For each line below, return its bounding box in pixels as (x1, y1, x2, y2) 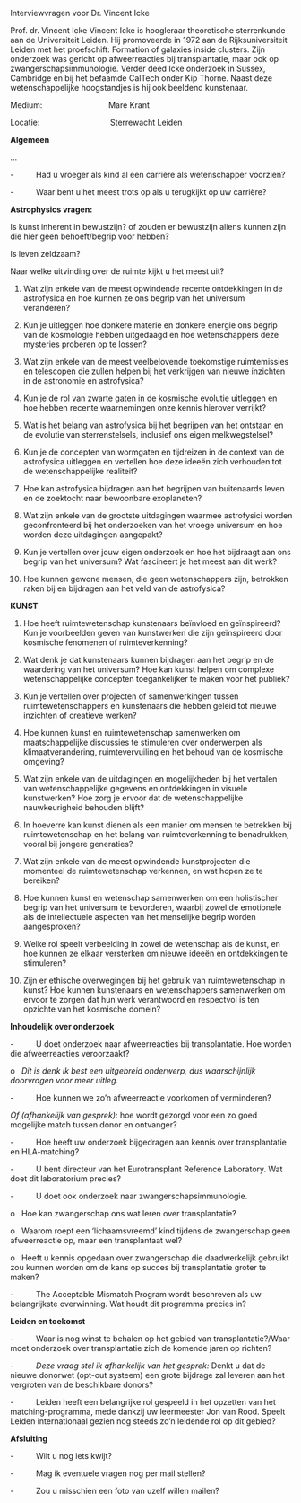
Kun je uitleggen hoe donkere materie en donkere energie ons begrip (22, 320, 279, 331)
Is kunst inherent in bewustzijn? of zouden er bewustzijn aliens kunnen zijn (10, 222, 286, 232)
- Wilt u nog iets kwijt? (10, 1451, 113, 1461)
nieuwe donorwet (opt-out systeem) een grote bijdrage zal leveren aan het (10, 1370, 286, 1380)
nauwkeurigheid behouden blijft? (22, 802, 145, 812)
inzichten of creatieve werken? (22, 710, 137, 721)
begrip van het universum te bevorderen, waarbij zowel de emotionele (22, 902, 282, 913)
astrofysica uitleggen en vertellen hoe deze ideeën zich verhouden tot (22, 456, 283, 466)
